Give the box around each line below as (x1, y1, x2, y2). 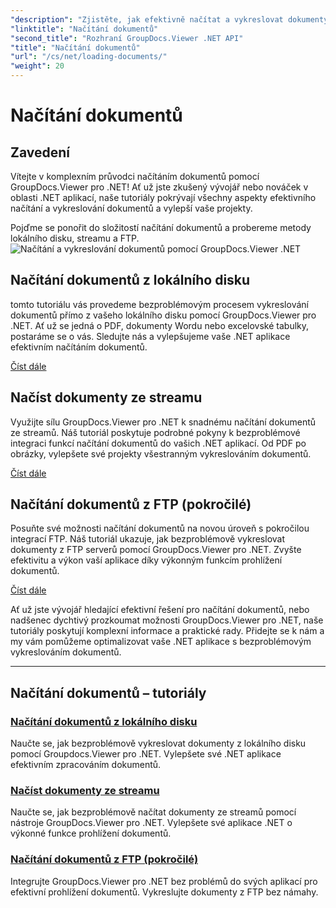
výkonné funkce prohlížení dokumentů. (10, 827, 172, 840)
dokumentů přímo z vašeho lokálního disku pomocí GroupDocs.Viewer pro (10, 309, 317, 321)
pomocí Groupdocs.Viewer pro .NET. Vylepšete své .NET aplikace (10, 748, 282, 760)
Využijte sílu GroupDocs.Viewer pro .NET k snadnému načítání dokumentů (10, 416, 317, 428)
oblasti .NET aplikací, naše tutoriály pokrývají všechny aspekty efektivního (10, 192, 317, 203)
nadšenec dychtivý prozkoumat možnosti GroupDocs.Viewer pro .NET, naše (10, 614, 324, 626)
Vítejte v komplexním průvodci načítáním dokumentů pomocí (10, 171, 260, 182)
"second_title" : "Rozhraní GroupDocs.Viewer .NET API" (10, 33, 244, 43)
